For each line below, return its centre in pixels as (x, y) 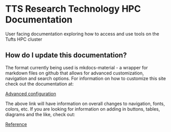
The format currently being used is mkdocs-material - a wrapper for (77, 67)
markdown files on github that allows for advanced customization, (75, 73)
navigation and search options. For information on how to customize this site (86, 78)
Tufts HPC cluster (24, 39)
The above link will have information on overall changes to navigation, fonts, (85, 103)
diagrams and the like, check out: (40, 114)
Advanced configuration (31, 94)
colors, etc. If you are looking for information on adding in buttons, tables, (83, 109)
